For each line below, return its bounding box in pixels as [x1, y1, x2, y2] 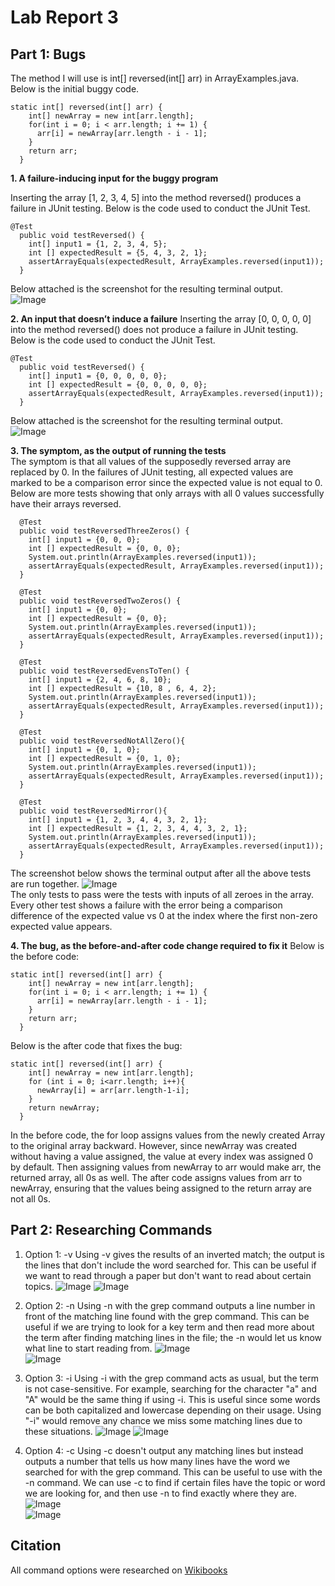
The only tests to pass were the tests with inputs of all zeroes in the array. [10, 889, 315, 900]
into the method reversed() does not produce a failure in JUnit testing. [10, 324, 299, 335]
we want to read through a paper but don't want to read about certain [24, 1269, 312, 1281]
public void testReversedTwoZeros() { [19, 596, 182, 606]
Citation [10, 1537, 62, 1555]
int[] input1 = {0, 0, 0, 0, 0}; [28, 371, 168, 381]
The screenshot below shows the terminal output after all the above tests [10, 867, 312, 879]
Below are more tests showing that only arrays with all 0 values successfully [10, 487, 325, 499]
